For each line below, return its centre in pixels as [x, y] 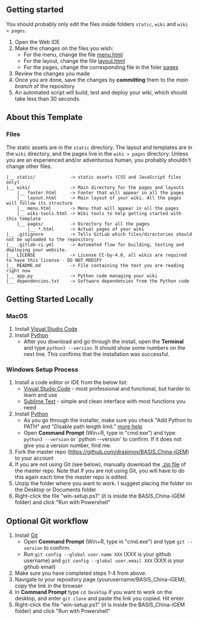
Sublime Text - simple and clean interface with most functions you [104, 401]
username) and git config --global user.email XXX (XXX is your [104, 561]
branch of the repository [45, 86]
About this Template [44, 117]
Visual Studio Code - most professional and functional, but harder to [107, 389]
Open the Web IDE [37, 42]
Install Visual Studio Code [46, 329]
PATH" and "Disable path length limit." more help [83, 426]
